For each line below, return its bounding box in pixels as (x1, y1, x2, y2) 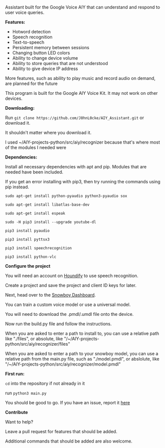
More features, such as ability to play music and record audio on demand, (5, 75, 156, 81)
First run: (5, 371, 25, 376)
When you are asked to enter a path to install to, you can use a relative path (5, 330, 160, 336)
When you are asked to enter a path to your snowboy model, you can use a (5, 351, 159, 357)
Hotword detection (12, 29, 51, 34)
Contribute (5, 409, 28, 415)
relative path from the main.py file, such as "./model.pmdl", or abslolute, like (5, 356, 160, 362)
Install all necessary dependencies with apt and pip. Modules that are (5, 164, 147, 169)
